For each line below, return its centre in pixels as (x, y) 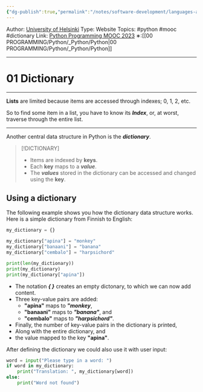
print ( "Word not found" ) (48, 383)
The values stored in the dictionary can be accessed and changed (113, 172)
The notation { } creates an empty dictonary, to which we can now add (103, 286)
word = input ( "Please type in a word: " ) (59, 361)
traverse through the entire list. (45, 119)
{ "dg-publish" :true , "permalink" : (48, 12)
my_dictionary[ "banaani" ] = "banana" (54, 247)
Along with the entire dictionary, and (60, 331)
